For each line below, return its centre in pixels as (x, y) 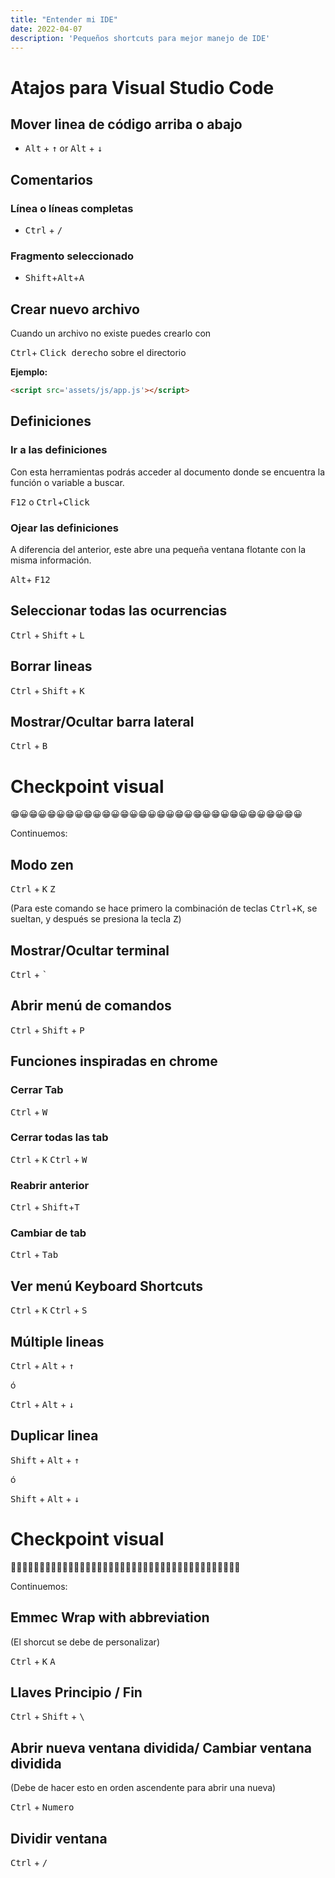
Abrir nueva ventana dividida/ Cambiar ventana (161, 1747)
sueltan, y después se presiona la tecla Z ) (96, 919)
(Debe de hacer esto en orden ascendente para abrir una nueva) (143, 1788)
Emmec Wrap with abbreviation (110, 1617)
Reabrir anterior (50, 1185)
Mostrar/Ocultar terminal (90, 950)
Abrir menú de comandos (91, 1006)
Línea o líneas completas (72, 208)
